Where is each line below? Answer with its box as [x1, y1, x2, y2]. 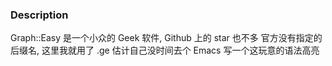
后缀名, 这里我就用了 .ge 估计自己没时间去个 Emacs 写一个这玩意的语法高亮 [10, 44, 320, 57]
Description [10, 8, 69, 22]
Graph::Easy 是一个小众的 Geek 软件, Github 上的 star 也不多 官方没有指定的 [10, 32, 323, 44]
